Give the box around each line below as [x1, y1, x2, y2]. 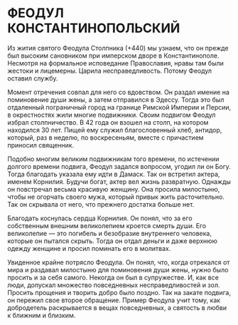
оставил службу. [7, 73, 58, 83]
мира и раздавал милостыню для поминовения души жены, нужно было [7, 265, 229, 274]
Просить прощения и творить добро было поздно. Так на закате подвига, [7, 288, 232, 296]
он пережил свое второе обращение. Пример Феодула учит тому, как [7, 296, 221, 304]
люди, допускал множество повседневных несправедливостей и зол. [7, 280, 220, 289]
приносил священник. [7, 140, 75, 149]
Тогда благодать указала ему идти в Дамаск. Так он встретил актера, [7, 170, 220, 178]
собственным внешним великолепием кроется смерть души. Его [7, 221, 207, 229]
